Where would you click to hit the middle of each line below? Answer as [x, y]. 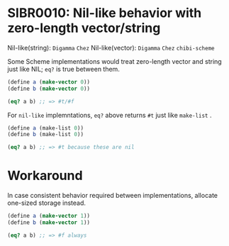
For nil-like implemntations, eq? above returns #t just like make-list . [110, 115]
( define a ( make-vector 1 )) [49, 216]
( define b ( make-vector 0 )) [49, 89]
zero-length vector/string [84, 28]
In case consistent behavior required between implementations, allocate [113, 196]
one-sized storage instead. [47, 203]
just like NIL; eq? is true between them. [64, 69]
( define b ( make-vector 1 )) [49, 223]
